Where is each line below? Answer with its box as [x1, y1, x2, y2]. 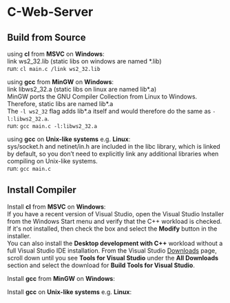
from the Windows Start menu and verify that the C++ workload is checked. [7, 217, 222, 225]
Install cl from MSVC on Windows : [7, 202, 106, 211]
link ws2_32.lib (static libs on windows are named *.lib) [7, 57, 162, 65]
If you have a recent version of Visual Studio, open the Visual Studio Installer [7, 209, 224, 218]
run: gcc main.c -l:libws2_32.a [7, 122, 98, 129]
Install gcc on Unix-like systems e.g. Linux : [7, 287, 132, 296]
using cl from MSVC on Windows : [7, 50, 105, 58]
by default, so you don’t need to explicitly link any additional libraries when [7, 149, 219, 158]
